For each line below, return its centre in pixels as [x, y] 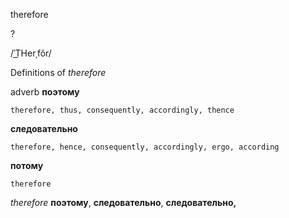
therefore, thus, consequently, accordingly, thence [122, 110]
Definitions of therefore [58, 72]
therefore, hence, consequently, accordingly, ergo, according [145, 147]
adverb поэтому [45, 92]
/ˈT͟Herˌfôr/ [31, 53]
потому [27, 165]
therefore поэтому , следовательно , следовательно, [123, 202]
